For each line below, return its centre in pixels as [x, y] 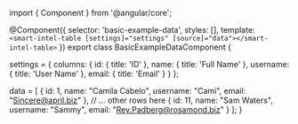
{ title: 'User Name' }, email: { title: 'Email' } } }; [94, 74]
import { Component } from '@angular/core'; [90, 13]
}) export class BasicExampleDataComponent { [145, 47]
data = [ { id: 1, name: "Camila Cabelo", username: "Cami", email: [128, 91]
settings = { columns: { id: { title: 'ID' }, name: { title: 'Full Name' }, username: [149, 64]
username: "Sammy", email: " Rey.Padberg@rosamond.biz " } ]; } [126, 109]
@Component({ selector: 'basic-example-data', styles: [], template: [132, 30]
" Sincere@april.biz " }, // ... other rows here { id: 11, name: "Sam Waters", [141, 100]
